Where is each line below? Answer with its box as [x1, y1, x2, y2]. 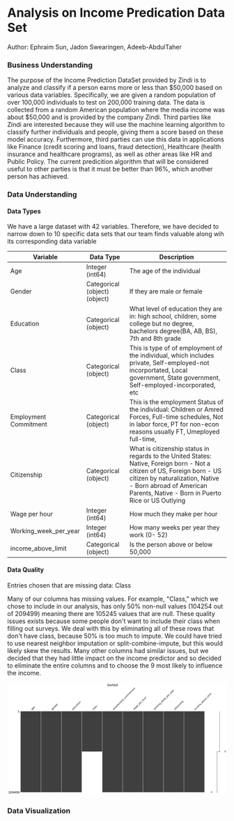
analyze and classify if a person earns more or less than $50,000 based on [7, 84, 223, 92]
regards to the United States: [129, 452, 212, 461]
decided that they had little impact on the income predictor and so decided [7, 654, 221, 662]
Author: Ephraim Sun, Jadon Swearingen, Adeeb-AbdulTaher [7, 43, 182, 51]
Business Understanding [7, 60, 93, 70]
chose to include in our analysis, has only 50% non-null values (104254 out [7, 601, 224, 611]
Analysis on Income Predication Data [7, 5, 225, 21]
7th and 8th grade [129, 334, 182, 342]
